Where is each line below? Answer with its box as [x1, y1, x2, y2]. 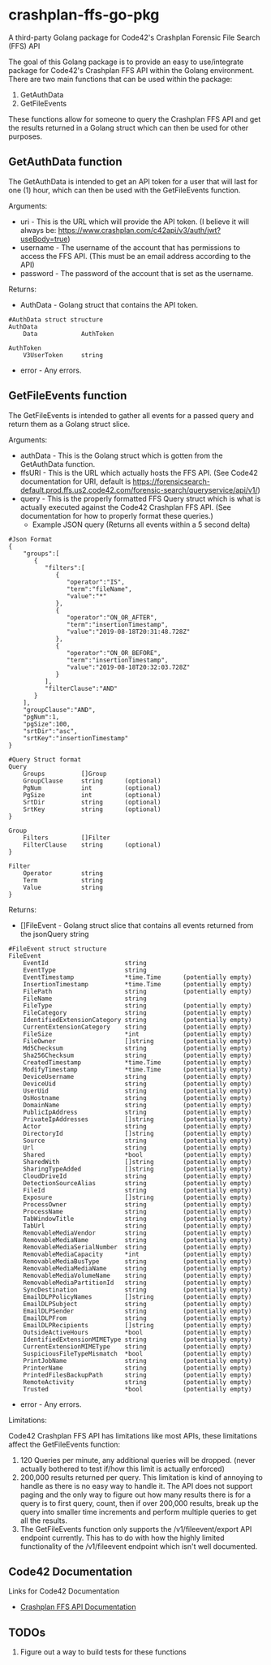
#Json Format [8, 535, 53, 543]
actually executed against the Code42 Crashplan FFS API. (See [19, 502, 231, 512]
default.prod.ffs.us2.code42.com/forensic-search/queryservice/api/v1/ [19, 485, 258, 494]
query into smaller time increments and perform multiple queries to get [19, 1507, 257, 1516]
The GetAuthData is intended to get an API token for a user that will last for [8, 176, 258, 186]
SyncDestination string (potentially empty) [23, 1285, 252, 1294]
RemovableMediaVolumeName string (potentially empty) [23, 1271, 252, 1279]
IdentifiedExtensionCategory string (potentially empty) [23, 1016, 252, 1024]
